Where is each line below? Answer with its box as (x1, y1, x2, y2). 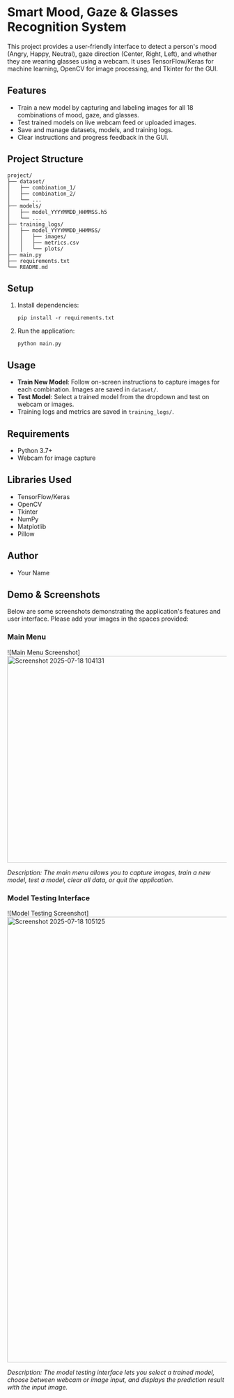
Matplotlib (17, 522, 47, 531)
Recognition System (7, 19, 127, 35)
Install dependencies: (17, 301, 79, 310)
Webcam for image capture (17, 454, 96, 462)
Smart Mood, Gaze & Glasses (7, 4, 179, 20)
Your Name (17, 568, 50, 577)
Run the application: (17, 326, 75, 336)
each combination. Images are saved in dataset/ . (17, 385, 159, 394)
